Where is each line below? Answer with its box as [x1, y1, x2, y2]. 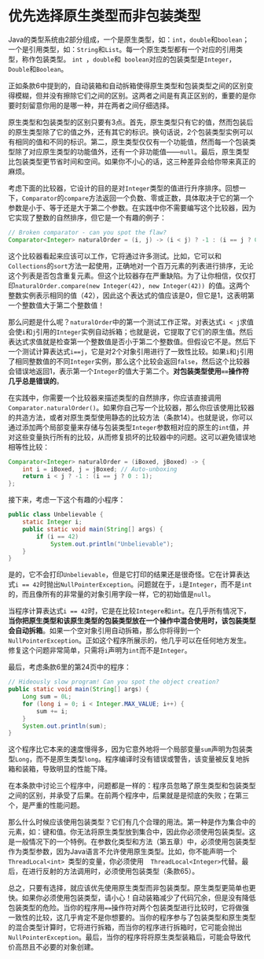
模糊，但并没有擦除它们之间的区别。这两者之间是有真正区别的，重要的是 [14, 91, 249, 100]
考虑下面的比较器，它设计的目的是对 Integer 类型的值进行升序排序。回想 [8, 183, 240, 193]
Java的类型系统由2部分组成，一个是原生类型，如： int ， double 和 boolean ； [8, 35, 250, 44]
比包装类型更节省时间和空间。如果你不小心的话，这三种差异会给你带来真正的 [8, 157, 256, 166]
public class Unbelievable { [8, 511, 104, 519]
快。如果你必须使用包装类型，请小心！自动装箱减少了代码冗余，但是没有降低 [8, 893, 256, 902]
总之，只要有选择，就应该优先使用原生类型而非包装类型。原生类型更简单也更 [8, 883, 256, 893]
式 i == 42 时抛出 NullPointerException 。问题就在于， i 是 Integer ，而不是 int [8, 579, 253, 589]
